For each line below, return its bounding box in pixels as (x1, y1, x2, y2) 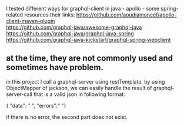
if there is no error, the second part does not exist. (6, 113, 128, 120)
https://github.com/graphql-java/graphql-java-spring (6, 30, 134, 37)
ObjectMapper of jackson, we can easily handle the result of (6, 84, 152, 91)
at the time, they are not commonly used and (6, 53, 173, 64)
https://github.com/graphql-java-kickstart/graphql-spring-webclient (6, 37, 171, 43)
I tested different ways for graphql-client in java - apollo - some (6, 5, 160, 12)
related (6, 11, 24, 18)
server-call (6, 91, 32, 98)
